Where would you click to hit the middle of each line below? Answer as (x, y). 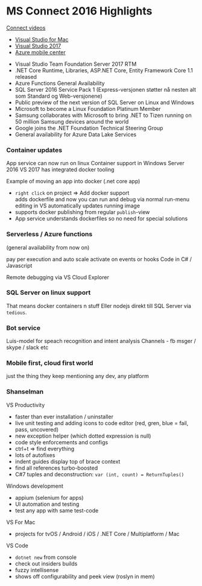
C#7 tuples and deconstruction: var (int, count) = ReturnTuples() (99, 474)
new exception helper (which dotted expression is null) (83, 436)
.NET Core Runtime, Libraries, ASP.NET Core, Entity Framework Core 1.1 (104, 70)
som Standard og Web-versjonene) (58, 96)
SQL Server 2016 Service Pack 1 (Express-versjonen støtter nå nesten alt (106, 89)
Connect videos (26, 28)
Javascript (19, 265)
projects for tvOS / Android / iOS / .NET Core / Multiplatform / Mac (97, 534)
